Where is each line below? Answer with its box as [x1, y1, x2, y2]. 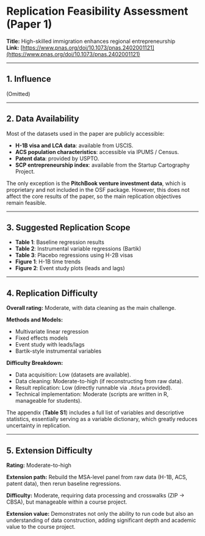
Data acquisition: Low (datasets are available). [15, 371, 131, 378]
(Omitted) [6, 90, 31, 97]
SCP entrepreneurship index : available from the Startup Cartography [15, 161, 190, 169]
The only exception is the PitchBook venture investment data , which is [6, 179, 186, 187]
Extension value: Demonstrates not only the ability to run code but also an [6, 510, 194, 517]
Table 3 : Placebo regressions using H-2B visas [15, 252, 133, 259]
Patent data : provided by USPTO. [15, 155, 99, 162]
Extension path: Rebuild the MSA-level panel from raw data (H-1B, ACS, [6, 474, 188, 480]
